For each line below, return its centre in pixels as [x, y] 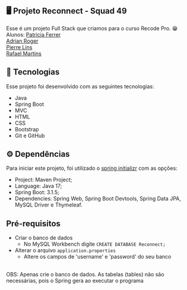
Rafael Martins [24, 53]
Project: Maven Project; [43, 180]
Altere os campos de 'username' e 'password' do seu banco [97, 257]
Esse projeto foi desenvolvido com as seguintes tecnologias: [80, 86]
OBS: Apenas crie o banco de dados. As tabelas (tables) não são [85, 275]
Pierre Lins [19, 47]
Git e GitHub [30, 136]
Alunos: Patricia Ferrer [34, 34]
